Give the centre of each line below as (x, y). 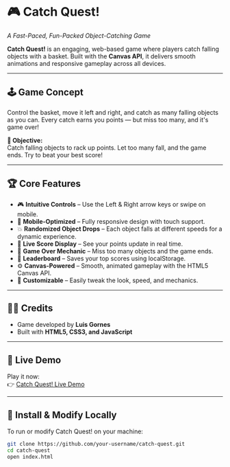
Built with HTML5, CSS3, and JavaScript (75, 332)
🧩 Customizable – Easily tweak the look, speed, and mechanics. (107, 280)
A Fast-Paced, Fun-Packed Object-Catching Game (79, 35)
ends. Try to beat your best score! (55, 155)
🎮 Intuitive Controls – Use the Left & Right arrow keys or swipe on (111, 204)
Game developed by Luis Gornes (64, 325)
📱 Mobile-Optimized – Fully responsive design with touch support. (111, 221)
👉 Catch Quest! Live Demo (46, 385)
